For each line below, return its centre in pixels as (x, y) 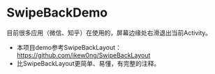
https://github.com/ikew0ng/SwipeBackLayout (83, 55)
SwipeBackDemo (57, 13)
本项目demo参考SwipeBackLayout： (69, 47)
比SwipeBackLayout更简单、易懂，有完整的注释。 (88, 63)
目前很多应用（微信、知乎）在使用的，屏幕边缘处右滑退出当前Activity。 (109, 33)
